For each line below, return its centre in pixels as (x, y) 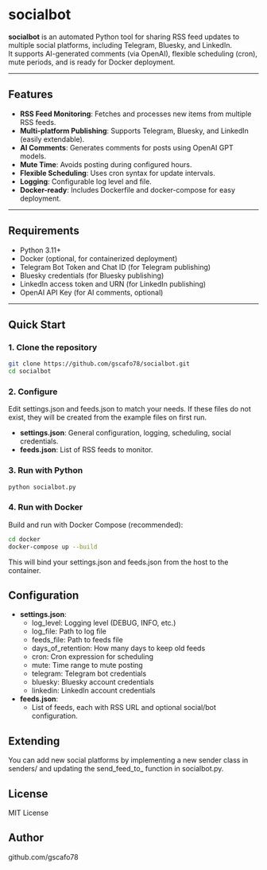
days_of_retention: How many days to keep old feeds (118, 648)
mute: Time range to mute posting (87, 665)
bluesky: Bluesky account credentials (93, 682)
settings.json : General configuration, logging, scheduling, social (126, 433)
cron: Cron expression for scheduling (92, 657)
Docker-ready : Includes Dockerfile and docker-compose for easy (128, 189)
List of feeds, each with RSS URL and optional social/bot (124, 708)
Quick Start (37, 324)
